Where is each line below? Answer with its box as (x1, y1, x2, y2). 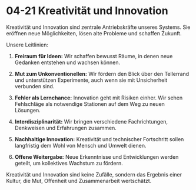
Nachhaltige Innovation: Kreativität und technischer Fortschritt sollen (14, 135, 184, 142)
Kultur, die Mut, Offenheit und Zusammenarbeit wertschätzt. (6, 177, 152, 184)
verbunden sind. (14, 82, 55, 89)
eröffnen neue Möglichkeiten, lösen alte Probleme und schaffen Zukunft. (6, 29, 182, 36)
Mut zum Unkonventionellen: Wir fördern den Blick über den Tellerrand (14, 70, 190, 77)
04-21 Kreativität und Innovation (6, 4, 169, 18)
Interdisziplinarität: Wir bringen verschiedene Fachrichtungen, (14, 118, 168, 125)
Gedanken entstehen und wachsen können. (14, 59, 121, 66)
